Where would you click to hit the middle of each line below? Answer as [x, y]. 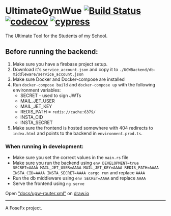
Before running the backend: [52, 52]
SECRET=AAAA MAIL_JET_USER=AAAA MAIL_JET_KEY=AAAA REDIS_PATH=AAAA [85, 168]
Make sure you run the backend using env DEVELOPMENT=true [76, 163]
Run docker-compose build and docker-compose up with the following [84, 84]
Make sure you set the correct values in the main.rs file [70, 158]
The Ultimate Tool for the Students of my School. [56, 36]
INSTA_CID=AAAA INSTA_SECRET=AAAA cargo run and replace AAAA [79, 173]
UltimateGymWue [44, 11]
